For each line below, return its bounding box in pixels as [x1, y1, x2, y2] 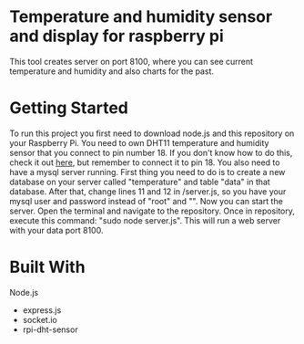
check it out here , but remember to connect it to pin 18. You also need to [9, 157, 280, 168]
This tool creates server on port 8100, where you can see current [9, 56, 253, 67]
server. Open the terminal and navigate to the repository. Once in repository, [9, 205, 296, 216]
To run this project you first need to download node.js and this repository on [9, 128, 295, 139]
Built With [9, 257, 86, 277]
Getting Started [9, 98, 129, 119]
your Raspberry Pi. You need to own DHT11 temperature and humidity [9, 137, 269, 148]
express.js [22, 304, 62, 316]
